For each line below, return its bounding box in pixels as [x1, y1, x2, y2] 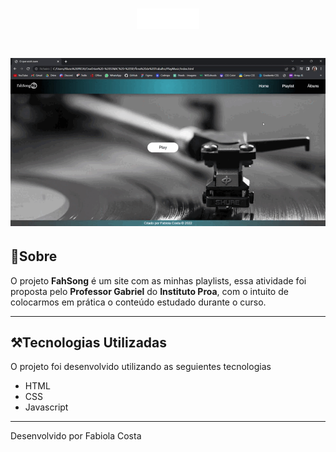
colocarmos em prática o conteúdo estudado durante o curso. [10, 296, 267, 308]
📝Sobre [10, 248, 58, 265]
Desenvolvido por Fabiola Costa [10, 430, 142, 442]
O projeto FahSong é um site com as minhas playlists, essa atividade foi [10, 274, 307, 287]
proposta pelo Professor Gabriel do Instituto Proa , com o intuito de [10, 285, 289, 297]
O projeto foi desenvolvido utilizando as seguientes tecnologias [10, 361, 272, 373]
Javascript [24, 401, 69, 413]
